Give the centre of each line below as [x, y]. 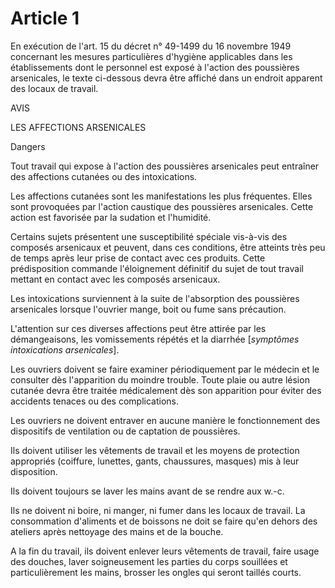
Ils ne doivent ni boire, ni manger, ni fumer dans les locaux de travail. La [158, 510]
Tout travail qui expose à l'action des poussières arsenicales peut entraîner [165, 166]
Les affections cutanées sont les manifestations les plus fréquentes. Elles [161, 196]
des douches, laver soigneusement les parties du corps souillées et [149, 561]
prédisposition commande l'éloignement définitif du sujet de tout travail [157, 268]
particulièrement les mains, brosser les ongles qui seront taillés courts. [156, 572]
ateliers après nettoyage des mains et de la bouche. [117, 531]
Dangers [28, 146]
